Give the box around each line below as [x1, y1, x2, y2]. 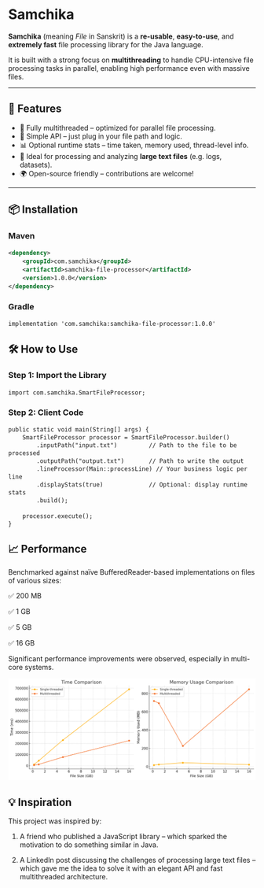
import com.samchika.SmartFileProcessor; [8, 388, 146, 397]
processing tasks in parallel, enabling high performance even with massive [8, 63, 250, 72]
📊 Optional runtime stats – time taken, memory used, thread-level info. [19, 140, 249, 150]
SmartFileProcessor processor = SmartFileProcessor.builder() [22, 434, 230, 442]
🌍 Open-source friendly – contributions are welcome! [19, 168, 194, 178]
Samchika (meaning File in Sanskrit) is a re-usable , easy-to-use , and [8, 31, 234, 41]
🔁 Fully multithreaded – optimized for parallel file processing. [19, 123, 216, 132]
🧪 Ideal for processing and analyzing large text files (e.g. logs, [19, 151, 222, 161]
